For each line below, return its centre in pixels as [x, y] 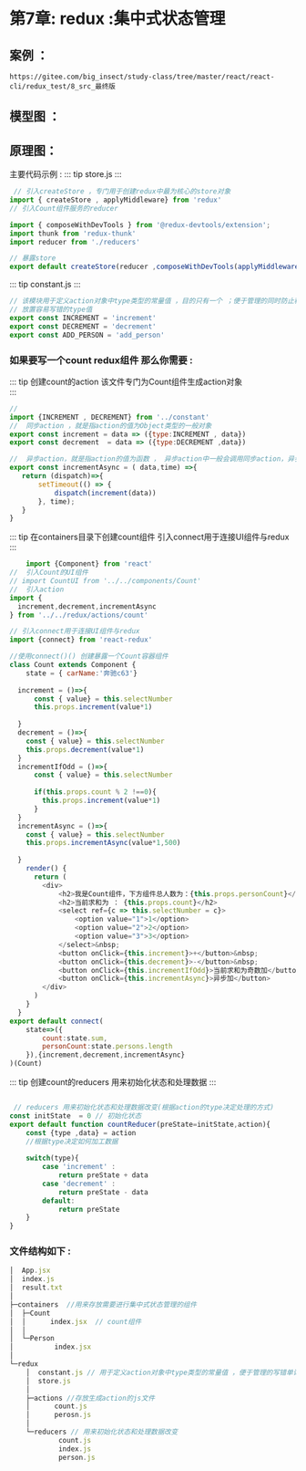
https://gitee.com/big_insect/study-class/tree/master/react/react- [142, 77]
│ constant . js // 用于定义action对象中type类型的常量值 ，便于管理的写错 [156, 1372]
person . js [76, 1457]
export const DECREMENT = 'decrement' [83, 326]
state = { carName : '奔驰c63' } [82, 673]
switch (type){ [52, 1158]
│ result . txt [36, 1288]
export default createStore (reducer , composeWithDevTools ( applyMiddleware [154, 267]
